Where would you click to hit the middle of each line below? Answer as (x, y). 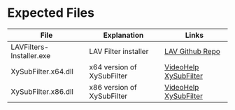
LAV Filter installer (119, 51)
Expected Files (51, 13)
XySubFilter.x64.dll (42, 71)
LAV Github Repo (192, 51)
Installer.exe (31, 55)
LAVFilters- (30, 47)
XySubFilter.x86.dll (42, 91)
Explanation (123, 35)
